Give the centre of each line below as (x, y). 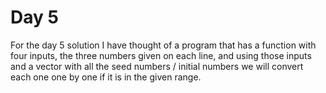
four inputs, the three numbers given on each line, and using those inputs (161, 55)
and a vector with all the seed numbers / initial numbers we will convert (157, 66)
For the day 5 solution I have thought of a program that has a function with (163, 45)
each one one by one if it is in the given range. (106, 77)
